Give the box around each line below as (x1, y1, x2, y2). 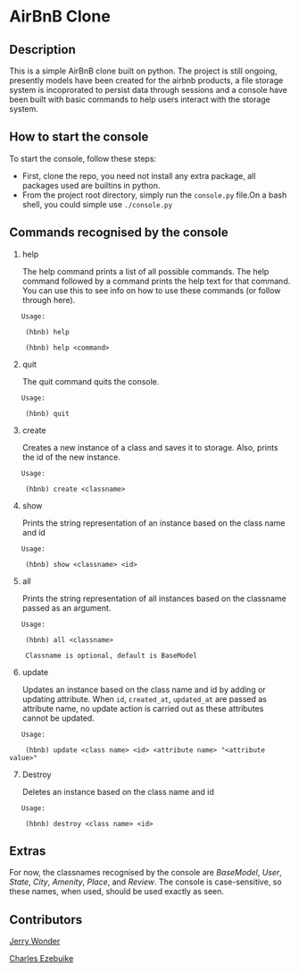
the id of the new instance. (21, 452, 120, 462)
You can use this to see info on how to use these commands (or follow (21, 284, 281, 296)
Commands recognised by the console (9, 225, 229, 241)
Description (9, 42, 76, 57)
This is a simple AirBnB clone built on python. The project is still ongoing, (9, 65, 278, 76)
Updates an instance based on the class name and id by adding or (21, 684, 266, 695)
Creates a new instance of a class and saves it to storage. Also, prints (21, 442, 278, 452)
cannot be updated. (21, 713, 96, 723)
